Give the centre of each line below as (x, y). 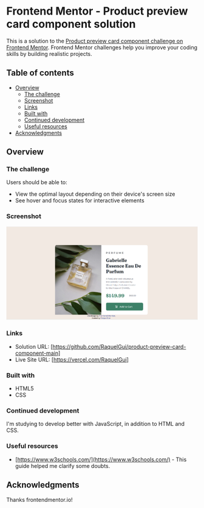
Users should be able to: (37, 182)
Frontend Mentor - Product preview (97, 11)
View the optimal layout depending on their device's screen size (95, 194)
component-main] (38, 353)
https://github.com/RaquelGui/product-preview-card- (119, 346)
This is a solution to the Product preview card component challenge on (95, 41)
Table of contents (40, 73)
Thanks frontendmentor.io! (39, 499)
